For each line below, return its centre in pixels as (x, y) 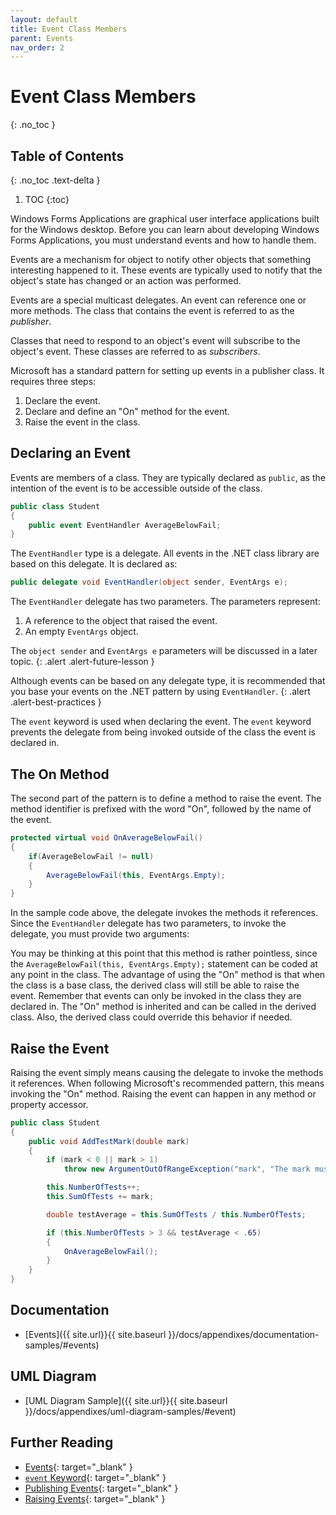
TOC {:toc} (47, 199)
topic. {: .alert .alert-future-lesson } (82, 662)
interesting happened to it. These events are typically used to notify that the (166, 270)
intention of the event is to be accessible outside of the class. (136, 488)
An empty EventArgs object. (81, 632)
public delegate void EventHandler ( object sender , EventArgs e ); (149, 582)
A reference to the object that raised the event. (121, 621)
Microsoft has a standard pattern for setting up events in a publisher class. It (167, 370)
